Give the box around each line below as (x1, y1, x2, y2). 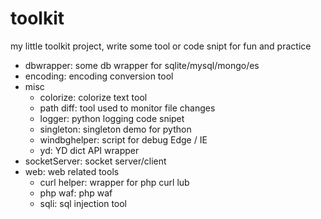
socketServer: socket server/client (24, 155, 167, 167)
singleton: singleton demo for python (39, 123, 192, 135)
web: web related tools (24, 165, 120, 177)
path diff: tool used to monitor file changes (39, 102, 216, 114)
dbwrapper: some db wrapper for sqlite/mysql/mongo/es (24, 59, 260, 71)
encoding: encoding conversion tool (24, 70, 174, 82)
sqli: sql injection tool (39, 197, 128, 209)
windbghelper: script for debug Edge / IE (39, 133, 208, 146)
